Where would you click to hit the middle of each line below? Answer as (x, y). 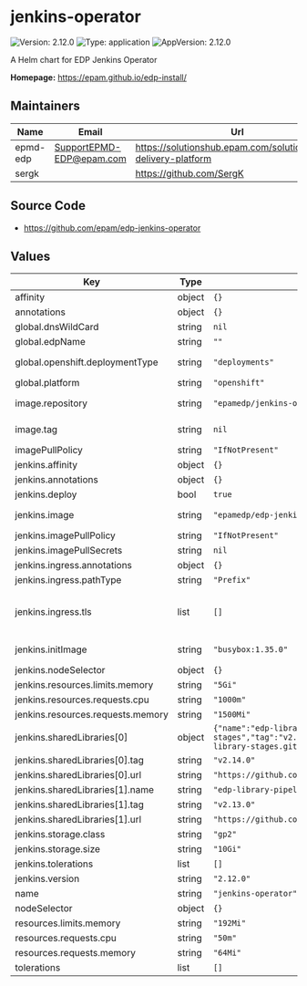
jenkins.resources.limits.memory (84, 685)
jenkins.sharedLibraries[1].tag (80, 804)
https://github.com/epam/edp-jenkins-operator (112, 228)
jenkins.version (47, 879)
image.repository (51, 403)
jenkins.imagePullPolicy (66, 535)
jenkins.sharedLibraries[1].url (78, 820)
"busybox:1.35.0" (251, 650)
